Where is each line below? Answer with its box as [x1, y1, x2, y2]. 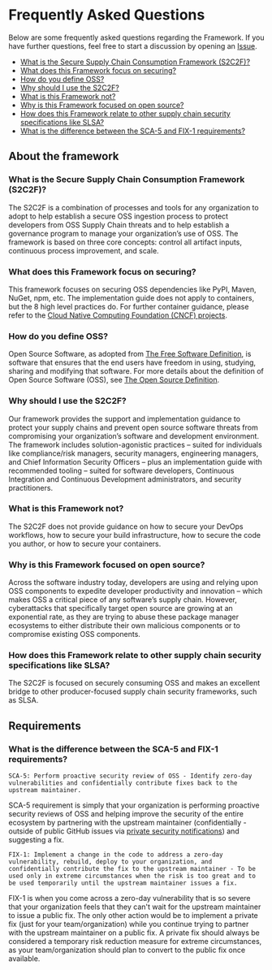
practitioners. [8, 483, 54, 492]
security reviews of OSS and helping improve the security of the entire [8, 809, 244, 819]
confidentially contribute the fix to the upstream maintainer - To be [8, 865, 256, 873]
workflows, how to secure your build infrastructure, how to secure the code [8, 530, 261, 539]
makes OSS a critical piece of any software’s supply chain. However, [8, 595, 237, 604]
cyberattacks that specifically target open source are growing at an [8, 604, 233, 613]
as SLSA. [8, 695, 39, 705]
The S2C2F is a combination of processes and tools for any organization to [8, 202, 259, 212]
